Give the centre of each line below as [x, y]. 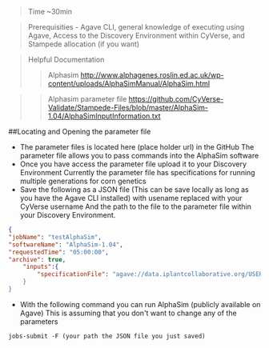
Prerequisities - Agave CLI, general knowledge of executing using [136, 27]
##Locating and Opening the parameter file [80, 132]
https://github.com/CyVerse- [176, 99]
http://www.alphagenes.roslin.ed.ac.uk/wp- [152, 75]
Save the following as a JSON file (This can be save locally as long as [134, 190]
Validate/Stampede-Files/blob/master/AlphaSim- [128, 108]
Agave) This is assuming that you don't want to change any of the [128, 313]
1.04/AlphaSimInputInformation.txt [104, 116]
